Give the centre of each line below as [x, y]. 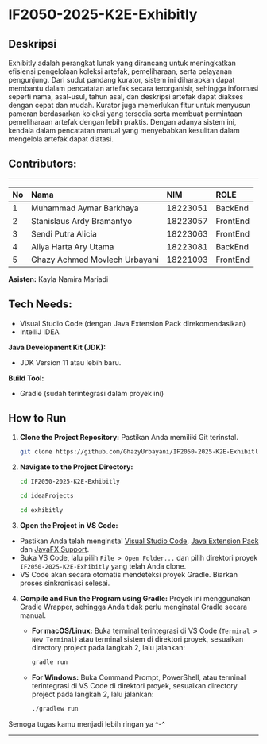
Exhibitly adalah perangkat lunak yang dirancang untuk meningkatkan [122, 63]
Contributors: [43, 164]
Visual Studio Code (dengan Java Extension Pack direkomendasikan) [133, 323]
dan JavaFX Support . [54, 549]
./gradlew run [55, 708]
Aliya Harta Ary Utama [73, 246]
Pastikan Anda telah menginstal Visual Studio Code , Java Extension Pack [139, 541]
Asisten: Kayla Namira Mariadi [58, 279]
